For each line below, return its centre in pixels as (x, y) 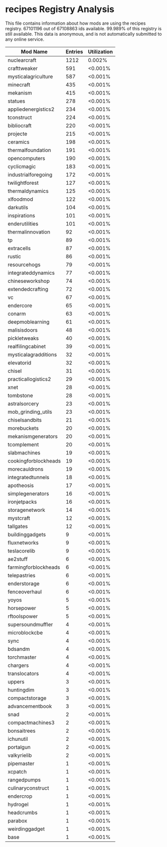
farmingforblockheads (34, 567)
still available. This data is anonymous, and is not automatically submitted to (83, 34)
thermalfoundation (30, 150)
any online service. (25, 39)
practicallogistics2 (29, 379)
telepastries (22, 575)
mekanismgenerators (33, 436)
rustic (15, 256)
